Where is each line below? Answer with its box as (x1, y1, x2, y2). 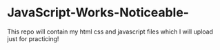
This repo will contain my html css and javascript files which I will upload (7, 27, 214, 36)
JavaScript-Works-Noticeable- (7, 5, 190, 21)
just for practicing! (7, 34, 59, 42)
